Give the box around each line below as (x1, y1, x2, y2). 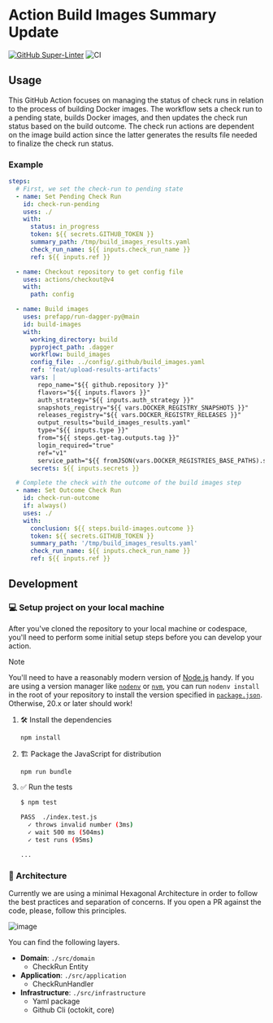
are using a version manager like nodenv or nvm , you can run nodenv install (8, 681, 260, 691)
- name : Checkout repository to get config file (15, 267, 184, 276)
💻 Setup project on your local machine (8, 602, 165, 613)
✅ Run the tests (19, 782, 73, 792)
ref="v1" (37, 449, 67, 457)
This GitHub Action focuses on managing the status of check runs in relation (8, 95, 264, 105)
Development (8, 577, 79, 591)
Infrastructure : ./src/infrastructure (19, 988, 146, 998)
